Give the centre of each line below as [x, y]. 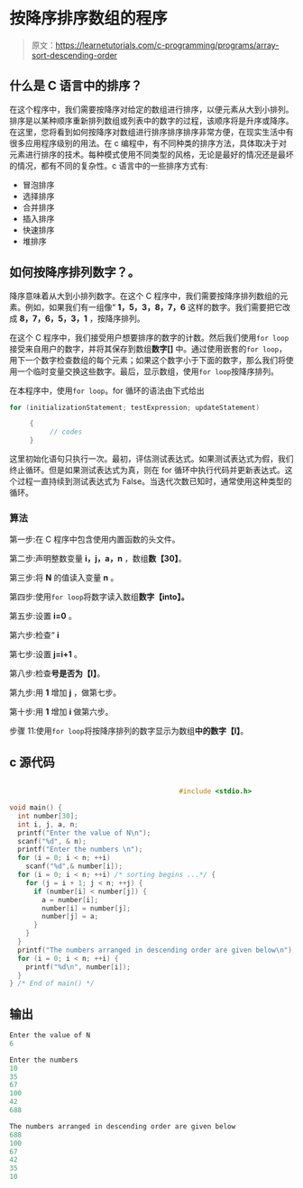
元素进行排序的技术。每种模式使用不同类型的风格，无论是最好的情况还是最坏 [151, 154]
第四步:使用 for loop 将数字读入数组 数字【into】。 [99, 597]
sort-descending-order [74, 55]
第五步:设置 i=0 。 [43, 616]
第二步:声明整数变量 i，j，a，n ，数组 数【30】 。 [98, 559]
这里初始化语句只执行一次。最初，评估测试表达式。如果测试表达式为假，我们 [151, 459]
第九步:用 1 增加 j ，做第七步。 [65, 693]
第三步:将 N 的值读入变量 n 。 [64, 578]
